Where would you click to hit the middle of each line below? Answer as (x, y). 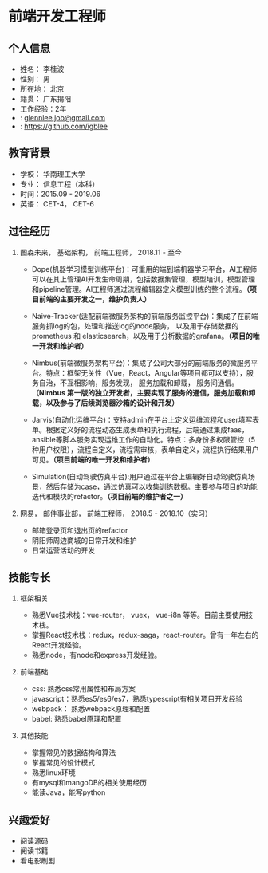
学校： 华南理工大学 (52, 174)
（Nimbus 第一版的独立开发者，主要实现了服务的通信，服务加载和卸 (144, 392)
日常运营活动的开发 (63, 550)
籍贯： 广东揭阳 (45, 99)
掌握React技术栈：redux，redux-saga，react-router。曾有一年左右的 (145, 635)
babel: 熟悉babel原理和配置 (77, 719)
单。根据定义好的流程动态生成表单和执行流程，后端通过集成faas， (140, 429)
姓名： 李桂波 (42, 69)
